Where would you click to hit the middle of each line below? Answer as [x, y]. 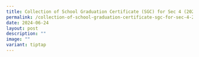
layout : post [22, 28]
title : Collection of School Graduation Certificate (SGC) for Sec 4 [94, 12]
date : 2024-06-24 [28, 23]
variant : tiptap [26, 45]
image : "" [18, 39]
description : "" [26, 34]
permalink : [20, 17]
